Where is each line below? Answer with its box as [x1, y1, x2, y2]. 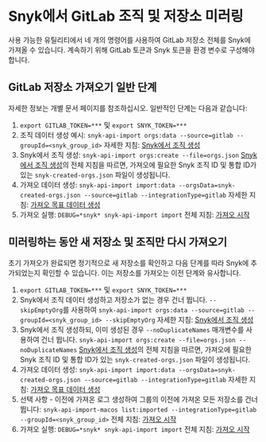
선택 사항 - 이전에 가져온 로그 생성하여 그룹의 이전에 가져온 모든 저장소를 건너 [19, 394, 258, 404]
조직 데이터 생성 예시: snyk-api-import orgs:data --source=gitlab [19, 130, 234, 139]
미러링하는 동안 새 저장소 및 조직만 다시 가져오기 [8, 236, 228, 249]
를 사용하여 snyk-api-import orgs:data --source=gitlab [62, 304, 245, 315]
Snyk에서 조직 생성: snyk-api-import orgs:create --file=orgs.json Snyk [19, 150, 258, 159]
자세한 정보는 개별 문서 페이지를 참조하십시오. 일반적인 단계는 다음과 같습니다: [8, 103, 248, 112]
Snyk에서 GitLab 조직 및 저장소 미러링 [8, 7, 244, 25]
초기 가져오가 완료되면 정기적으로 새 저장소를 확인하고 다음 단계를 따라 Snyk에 [8, 258, 249, 268]
